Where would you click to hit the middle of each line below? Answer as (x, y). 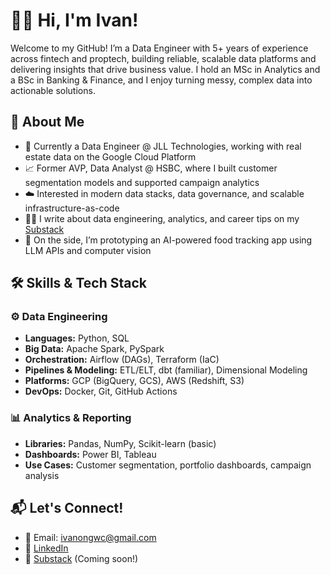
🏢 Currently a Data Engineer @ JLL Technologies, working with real (163, 146)
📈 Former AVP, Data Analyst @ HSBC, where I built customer (151, 168)
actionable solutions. (53, 90)
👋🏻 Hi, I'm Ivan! (74, 20)
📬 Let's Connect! (67, 508)
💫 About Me (47, 122)
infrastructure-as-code (72, 208)
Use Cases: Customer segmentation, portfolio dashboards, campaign (168, 465)
